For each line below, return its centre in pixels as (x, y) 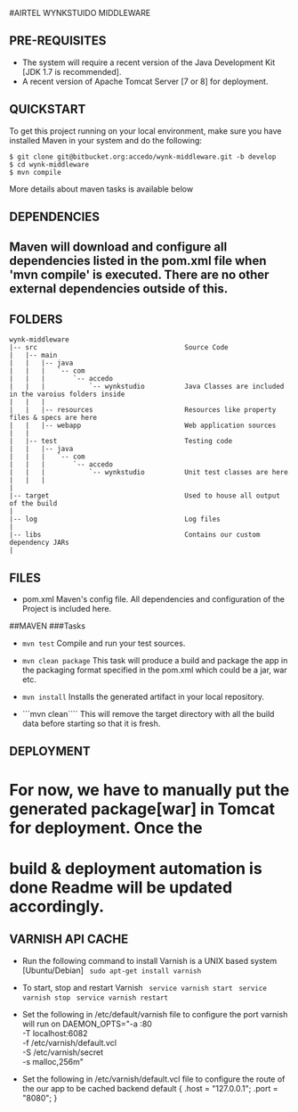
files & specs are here (53, 418)
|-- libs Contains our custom (135, 535)
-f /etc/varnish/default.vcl (69, 1042)
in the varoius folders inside (67, 395)
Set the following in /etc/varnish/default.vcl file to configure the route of (153, 1079)
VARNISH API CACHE (69, 939)
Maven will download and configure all (118, 247)
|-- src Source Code (119, 348)
